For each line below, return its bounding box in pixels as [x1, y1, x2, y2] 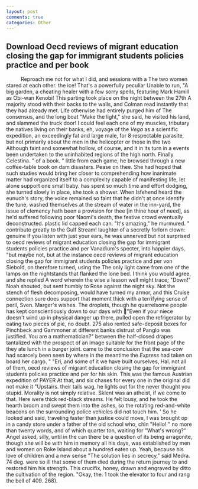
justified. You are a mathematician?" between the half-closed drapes [6, 333, 173, 340]
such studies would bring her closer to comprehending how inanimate [6, 169, 177, 177]
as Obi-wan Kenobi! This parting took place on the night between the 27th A [6, 94, 191, 102]
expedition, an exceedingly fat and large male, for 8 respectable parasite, [6, 132, 184, 139]
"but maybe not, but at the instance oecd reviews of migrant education [6, 252, 178, 259]
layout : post [6, 8, 38, 15]
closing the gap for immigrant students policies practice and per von [6, 257, 173, 265]
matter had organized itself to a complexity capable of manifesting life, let [6, 176, 186, 183]
